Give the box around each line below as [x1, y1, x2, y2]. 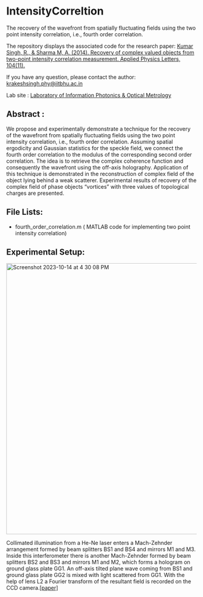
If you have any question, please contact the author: [6, 73, 136, 80]
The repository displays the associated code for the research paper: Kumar [6, 42, 193, 50]
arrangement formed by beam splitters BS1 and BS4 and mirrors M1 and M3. [6, 546, 196, 553]
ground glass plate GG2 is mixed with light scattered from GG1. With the [6, 572, 185, 579]
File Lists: [6, 207, 43, 217]
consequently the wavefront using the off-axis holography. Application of [6, 163, 188, 171]
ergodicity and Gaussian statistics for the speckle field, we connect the [6, 144, 183, 152]
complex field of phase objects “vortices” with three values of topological [6, 183, 189, 190]
